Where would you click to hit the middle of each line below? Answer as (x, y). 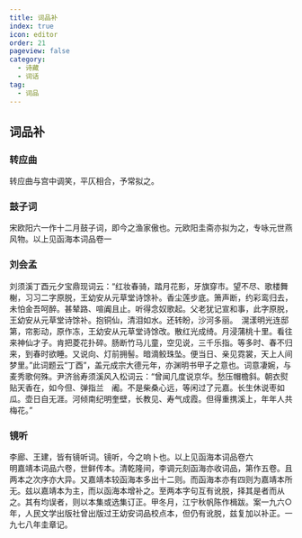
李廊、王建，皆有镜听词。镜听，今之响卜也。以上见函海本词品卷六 (131, 457)
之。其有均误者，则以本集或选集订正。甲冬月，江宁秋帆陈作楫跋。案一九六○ (151, 502)
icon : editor (34, 34)
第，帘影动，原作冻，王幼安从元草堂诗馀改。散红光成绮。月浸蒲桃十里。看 (147, 331)
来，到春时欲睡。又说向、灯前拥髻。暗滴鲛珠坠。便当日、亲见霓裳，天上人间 (151, 353)
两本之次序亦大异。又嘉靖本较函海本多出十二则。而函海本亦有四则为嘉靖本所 (151, 479)
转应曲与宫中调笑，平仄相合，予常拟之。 (84, 181)
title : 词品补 (34, 18)
